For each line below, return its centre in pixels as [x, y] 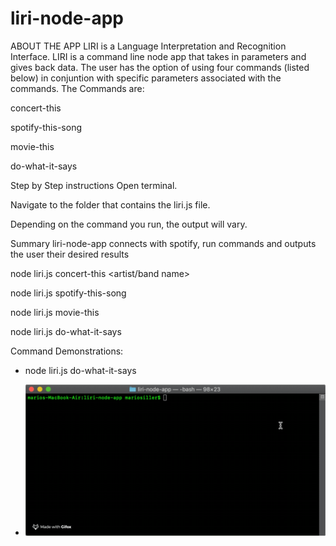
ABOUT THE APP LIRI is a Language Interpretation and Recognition [148, 46]
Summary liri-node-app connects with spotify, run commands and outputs [163, 243]
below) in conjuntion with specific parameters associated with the [146, 78]
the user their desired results [70, 254]
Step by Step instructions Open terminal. [94, 185]
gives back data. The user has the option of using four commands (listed [160, 67]
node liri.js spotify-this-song [68, 293]
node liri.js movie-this [55, 312]
